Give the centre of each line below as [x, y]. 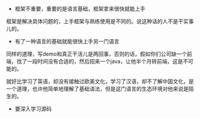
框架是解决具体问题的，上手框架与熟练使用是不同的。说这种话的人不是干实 [97, 21]
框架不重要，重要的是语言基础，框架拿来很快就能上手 [80, 9]
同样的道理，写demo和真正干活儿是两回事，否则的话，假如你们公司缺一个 [97, 54]
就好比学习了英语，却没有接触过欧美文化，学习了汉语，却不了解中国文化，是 [100, 81]
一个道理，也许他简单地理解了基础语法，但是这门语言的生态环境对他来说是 [97, 89]
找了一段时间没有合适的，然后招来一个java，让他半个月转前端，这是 [100, 61]
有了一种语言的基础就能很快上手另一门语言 [67, 41]
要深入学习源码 [33, 109]
